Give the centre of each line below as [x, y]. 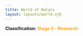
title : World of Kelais [30, 10]
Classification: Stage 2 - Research [42, 28]
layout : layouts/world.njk [33, 14]
